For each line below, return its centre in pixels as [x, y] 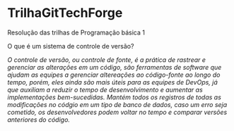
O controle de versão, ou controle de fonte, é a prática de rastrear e [107, 60]
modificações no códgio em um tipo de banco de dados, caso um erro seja [117, 104]
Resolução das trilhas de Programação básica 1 [76, 32]
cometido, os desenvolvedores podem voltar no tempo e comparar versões [117, 112]
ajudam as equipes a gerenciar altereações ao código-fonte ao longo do [114, 75]
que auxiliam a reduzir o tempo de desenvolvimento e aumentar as [105, 89]
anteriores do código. [39, 119]
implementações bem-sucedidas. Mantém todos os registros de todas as [114, 97]
